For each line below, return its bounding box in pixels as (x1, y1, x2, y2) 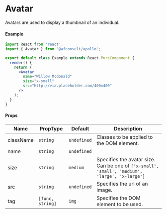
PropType (39, 125, 63, 132)
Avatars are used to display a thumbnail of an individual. (5, 19, 120, 25)
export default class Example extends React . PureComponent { (5, 55, 135, 60)
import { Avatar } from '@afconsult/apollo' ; (5, 47, 101, 52)
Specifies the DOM (96, 195, 141, 202)
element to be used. (96, 201, 143, 208)
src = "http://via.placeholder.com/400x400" (23, 83, 112, 89)
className (7, 136, 34, 143)
